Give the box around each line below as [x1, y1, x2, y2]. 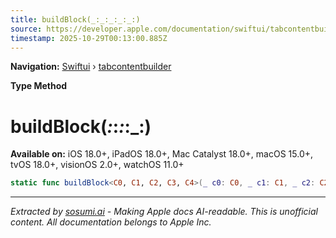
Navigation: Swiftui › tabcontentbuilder [10, 61, 172, 73]
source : [10, 24, 43, 34]
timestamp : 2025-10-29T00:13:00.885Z [10, 33, 168, 43]
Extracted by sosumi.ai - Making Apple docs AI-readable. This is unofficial [10, 206, 318, 218]
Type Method [10, 80, 68, 92]
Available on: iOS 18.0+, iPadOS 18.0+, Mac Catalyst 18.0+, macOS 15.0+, [10, 148, 314, 160]
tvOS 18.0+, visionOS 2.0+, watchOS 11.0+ [10, 159, 185, 171]
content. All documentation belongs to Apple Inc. [10, 216, 212, 228]
